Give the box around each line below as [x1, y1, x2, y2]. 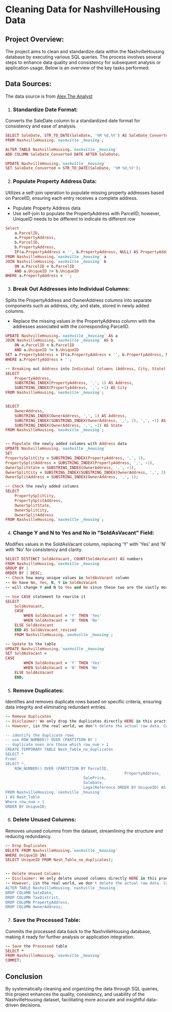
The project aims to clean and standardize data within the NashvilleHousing [5, 49, 165, 54]
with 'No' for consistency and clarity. [5, 546, 83, 553]
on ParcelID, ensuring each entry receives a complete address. [5, 195, 138, 201]
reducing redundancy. [5, 833, 52, 839]
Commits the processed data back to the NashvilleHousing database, [5, 928, 152, 934]
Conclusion [5, 972, 43, 981]
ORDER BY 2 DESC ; [5, 571, 42, 576]
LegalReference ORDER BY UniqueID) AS [83, 785, 166, 790]
